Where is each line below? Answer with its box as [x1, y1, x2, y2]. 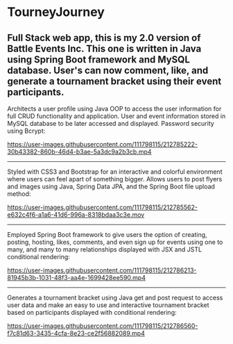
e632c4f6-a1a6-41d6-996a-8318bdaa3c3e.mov [7, 211, 145, 219]
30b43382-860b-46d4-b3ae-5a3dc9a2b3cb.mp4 [7, 147, 152, 156]
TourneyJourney [7, 4, 105, 20]
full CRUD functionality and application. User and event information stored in [7, 112, 226, 120]
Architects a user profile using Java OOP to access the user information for [7, 105, 222, 113]
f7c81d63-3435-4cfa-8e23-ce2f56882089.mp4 [7, 329, 146, 337]
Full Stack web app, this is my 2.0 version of [7, 32, 201, 44]
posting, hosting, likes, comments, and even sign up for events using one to [7, 238, 223, 246]
